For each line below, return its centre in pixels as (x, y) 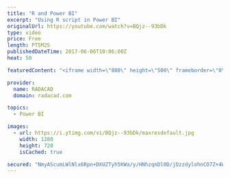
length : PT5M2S (29, 45)
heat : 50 (20, 58)
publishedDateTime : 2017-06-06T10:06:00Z (67, 52)
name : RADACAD (33, 89)
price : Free (24, 39)
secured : (20, 164)
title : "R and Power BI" (42, 13)
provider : (21, 83)
